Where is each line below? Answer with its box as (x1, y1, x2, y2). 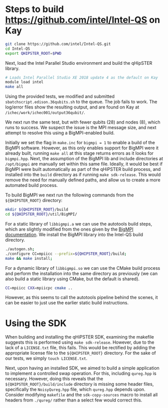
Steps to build (5, 4, 64, 15)
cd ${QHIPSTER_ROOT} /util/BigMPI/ (5, 212, 78, 217)
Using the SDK (5, 318, 67, 329)
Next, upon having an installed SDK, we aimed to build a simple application (5, 365, 159, 371)
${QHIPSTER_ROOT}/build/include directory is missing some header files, (5, 381, 154, 387)
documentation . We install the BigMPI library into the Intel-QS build (5, 231, 143, 237)
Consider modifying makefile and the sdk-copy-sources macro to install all (5, 392, 158, 398)
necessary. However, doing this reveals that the (5, 376, 104, 382)
